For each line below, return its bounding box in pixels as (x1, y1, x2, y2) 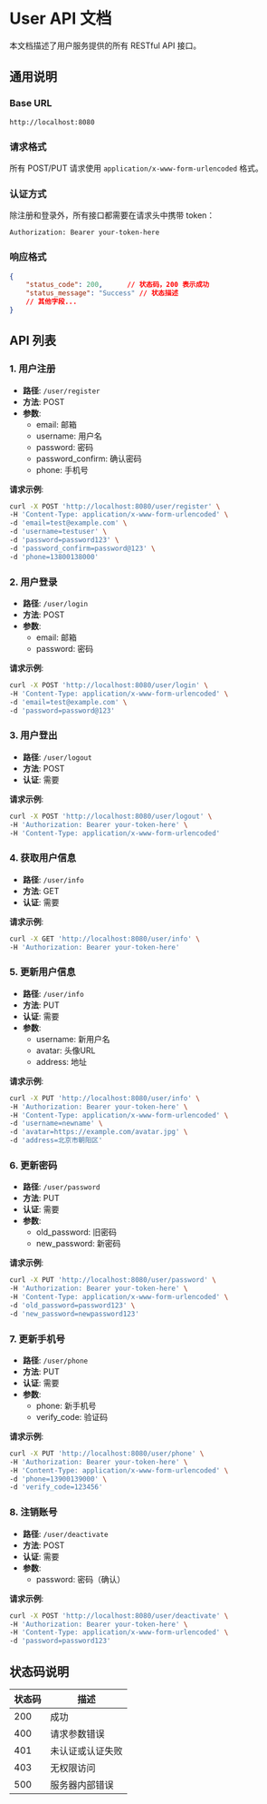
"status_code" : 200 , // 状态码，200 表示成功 (25, 281, 210, 290)
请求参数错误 (50, 1727, 106, 1740)
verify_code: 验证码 (35, 1411, 109, 1422)
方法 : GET (22, 885, 60, 896)
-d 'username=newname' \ (9, 1119, 103, 1129)
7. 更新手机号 (9, 1332, 66, 1345)
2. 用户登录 (9, 576, 58, 588)
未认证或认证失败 (50, 1744, 124, 1757)
